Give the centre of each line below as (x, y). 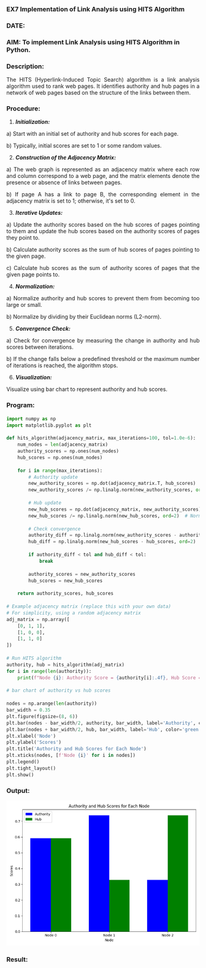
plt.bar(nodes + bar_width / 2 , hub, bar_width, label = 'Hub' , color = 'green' (104, 729)
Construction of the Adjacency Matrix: (66, 158)
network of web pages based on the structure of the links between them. (99, 93)
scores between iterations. (40, 347)
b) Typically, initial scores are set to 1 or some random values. (84, 145)
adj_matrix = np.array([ (38, 619)
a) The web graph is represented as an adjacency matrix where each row (103, 169)
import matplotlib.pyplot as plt (49, 425)
